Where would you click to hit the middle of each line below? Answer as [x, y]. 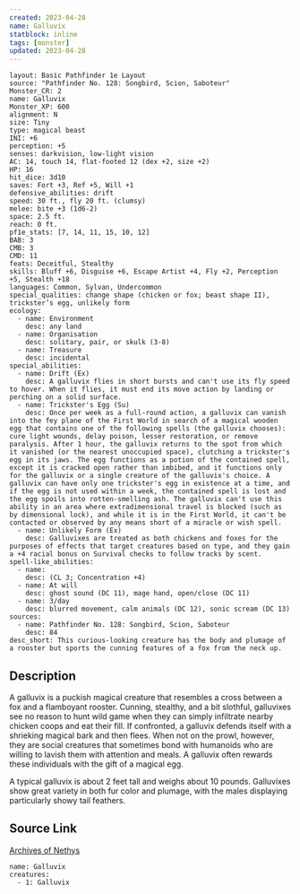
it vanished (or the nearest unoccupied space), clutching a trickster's [150, 452]
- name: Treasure [50, 351]
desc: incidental [58, 358]
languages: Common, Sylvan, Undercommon [86, 288]
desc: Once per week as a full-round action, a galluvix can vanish [156, 413]
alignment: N [34, 115]
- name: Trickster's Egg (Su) [73, 405]
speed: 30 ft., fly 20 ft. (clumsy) [77, 201]
